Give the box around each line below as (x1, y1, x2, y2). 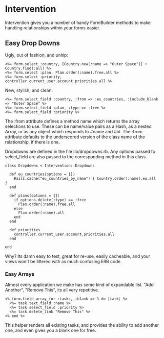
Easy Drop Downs (5, 39, 60, 48)
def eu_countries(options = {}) (9, 171, 76, 177)
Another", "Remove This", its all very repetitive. (5, 287, 99, 293)
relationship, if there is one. (5, 139, 60, 145)
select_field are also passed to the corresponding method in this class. (5, 153, 147, 160)
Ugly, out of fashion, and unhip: (5, 52, 68, 58)
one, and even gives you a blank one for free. (5, 327, 96, 334)
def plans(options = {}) (9, 193, 60, 198)
